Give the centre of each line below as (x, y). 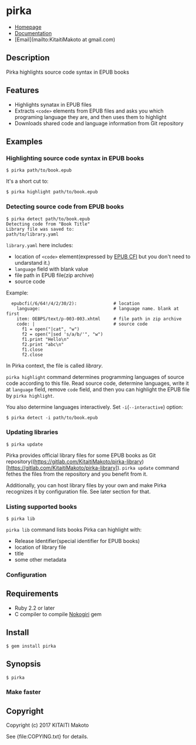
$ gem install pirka (31, 646)
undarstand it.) (32, 262)
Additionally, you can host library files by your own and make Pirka (86, 485)
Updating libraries (32, 432)
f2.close (32, 355)
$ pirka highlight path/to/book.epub (52, 192)
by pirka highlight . (30, 395)
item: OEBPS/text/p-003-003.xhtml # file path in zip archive (99, 319)
